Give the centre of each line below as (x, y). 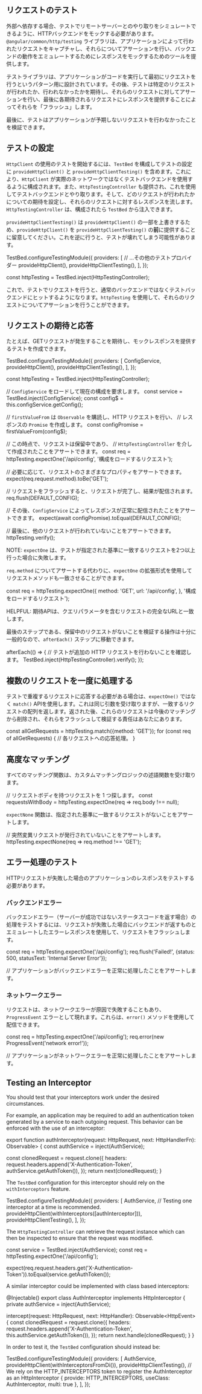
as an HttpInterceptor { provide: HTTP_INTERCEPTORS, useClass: (88, 1378)
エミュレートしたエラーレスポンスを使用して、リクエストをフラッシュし (96, 932)
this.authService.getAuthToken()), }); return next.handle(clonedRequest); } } (100, 1335)
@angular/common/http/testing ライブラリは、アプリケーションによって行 (97, 41)
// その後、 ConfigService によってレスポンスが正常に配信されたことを (93, 511)
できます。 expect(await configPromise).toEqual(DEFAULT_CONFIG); (96, 518)
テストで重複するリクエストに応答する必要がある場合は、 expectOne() (93, 696)
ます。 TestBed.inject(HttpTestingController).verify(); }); (75, 660)
